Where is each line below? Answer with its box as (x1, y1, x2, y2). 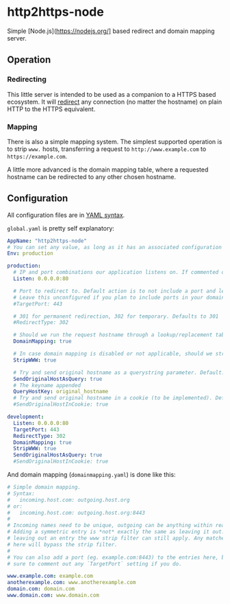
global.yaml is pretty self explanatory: (7, 224, 115, 232)
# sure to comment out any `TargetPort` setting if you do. (7, 560, 183, 567)
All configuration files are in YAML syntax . (7, 211, 125, 219)
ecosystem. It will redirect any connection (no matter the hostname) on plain (7, 97, 222, 106)
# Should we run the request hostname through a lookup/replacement (13, 332, 213, 338)
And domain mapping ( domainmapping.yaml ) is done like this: (7, 471, 176, 479)
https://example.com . (7, 152, 68, 160)
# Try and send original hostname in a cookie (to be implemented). (13, 395, 213, 402)
